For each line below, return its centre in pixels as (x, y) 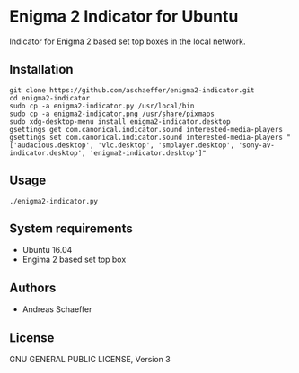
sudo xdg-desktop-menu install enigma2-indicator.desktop (120, 121)
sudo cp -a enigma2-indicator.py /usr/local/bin (102, 106)
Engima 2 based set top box (74, 260)
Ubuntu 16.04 (47, 250)
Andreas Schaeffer (57, 309)
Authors (33, 287)
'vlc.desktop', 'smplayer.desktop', (166, 145)
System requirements (71, 228)
